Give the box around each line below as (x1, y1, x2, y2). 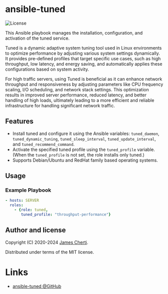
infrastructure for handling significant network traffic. (5, 102, 115, 108)
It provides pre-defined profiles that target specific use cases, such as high (5, 55, 161, 61)
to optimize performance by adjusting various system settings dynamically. (5, 50, 160, 56)
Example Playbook (5, 187, 52, 194)
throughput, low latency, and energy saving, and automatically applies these (5, 61, 162, 67)
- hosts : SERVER (5, 198, 39, 203)
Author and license (5, 226, 66, 234)
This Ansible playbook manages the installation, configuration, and (5, 30, 143, 36)
